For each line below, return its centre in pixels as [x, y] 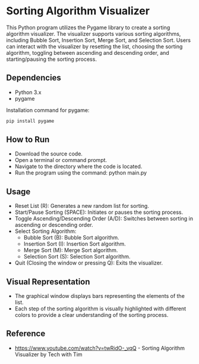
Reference [26, 334]
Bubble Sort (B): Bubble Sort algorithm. [72, 238]
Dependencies [34, 78]
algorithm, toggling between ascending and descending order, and [88, 52]
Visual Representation [48, 281]
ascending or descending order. [54, 225]
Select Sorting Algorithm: [45, 231]
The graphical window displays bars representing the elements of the [100, 296]
